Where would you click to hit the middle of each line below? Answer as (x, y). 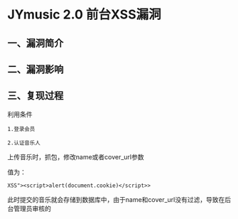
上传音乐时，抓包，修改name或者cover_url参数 (76, 156)
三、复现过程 (36, 96)
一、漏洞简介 (36, 43)
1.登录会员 (21, 129)
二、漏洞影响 (36, 69)
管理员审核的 (32, 208)
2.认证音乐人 (24, 143)
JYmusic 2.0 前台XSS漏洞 (84, 15)
